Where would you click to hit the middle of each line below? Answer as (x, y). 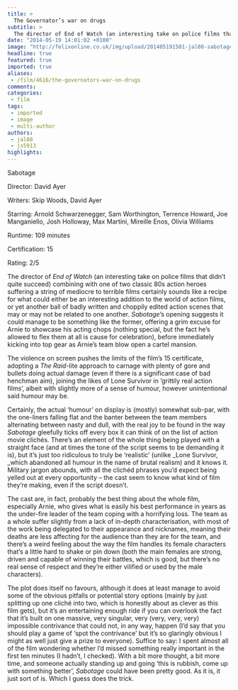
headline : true (30, 54)
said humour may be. (38, 396)
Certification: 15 (30, 249)
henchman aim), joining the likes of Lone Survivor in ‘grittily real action (110, 381)
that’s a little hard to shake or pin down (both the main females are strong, (115, 552)
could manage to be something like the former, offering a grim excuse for (114, 322)
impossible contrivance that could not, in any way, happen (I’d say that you (116, 626)
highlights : (25, 153)
